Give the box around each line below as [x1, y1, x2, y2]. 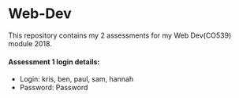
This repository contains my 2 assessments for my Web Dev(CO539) [8, 31, 232, 40]
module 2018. [8, 38, 53, 48]
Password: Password [19, 83, 88, 93]
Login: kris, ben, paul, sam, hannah [19, 74, 134, 84]
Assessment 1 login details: [8, 56, 100, 67]
